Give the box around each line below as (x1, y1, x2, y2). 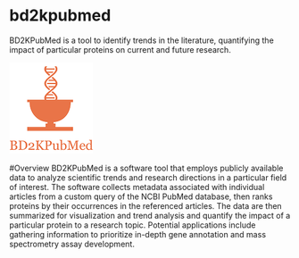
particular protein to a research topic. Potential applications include (9, 220, 256, 230)
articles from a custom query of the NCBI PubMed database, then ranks (9, 191, 273, 202)
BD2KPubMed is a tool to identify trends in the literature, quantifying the (9, 35, 274, 46)
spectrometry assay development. (9, 238, 136, 249)
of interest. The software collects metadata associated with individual (9, 181, 265, 192)
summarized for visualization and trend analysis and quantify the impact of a (9, 210, 291, 221)
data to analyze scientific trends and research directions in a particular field (9, 171, 287, 183)
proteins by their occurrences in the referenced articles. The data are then (9, 200, 283, 211)
